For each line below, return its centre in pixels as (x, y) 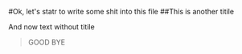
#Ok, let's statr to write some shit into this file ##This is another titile (121, 12)
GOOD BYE (47, 42)
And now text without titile (51, 27)
